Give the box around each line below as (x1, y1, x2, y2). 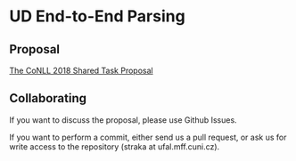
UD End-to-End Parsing (9, 6, 185, 27)
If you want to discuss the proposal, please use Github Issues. (9, 114, 238, 125)
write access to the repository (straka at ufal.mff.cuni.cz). (9, 141, 220, 152)
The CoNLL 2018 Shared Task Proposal (9, 65, 153, 76)
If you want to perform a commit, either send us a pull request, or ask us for (9, 132, 287, 142)
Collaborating (9, 91, 87, 106)
